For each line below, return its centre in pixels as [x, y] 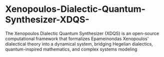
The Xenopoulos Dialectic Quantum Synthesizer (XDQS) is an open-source [82, 33]
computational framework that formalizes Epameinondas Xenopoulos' [77, 39]
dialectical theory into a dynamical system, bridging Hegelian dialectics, [79, 44]
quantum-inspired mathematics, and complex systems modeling [71, 49]
